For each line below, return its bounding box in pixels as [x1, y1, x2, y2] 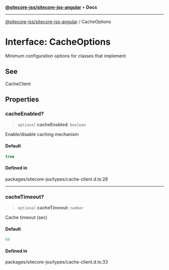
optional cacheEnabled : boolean [17, 121, 87, 127]
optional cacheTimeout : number [17, 205, 84, 211]
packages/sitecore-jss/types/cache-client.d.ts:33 [5, 259, 108, 265]
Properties [5, 95, 39, 104]
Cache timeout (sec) [5, 214, 48, 220]
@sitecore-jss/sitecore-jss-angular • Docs [5, 5, 97, 10]
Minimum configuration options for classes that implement [5, 53, 126, 59]
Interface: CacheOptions [5, 36, 111, 48]
